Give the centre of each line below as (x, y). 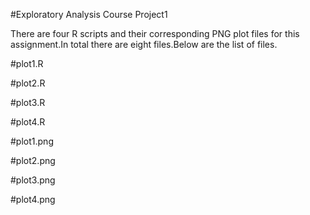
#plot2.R (28, 83)
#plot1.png (32, 141)
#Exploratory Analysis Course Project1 (89, 14)
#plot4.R (28, 122)
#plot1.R (27, 63)
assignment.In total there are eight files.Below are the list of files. (144, 44)
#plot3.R (28, 102)
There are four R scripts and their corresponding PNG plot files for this (155, 33)
